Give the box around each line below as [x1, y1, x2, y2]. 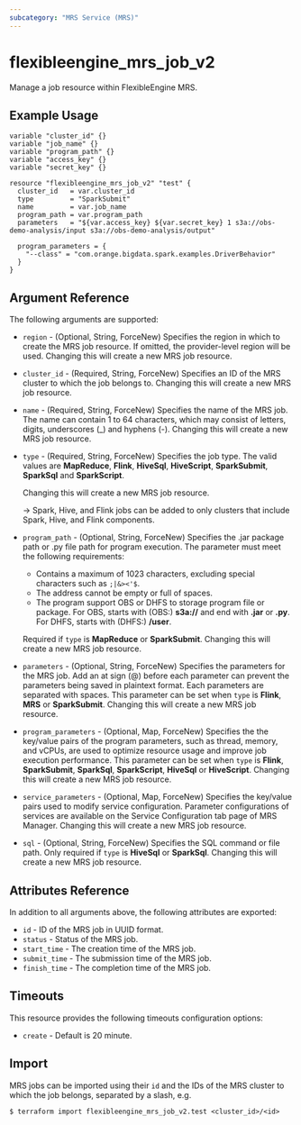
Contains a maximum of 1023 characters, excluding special [35, 568, 255, 579]
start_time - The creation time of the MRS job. [22, 943, 196, 954]
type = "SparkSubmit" [17, 195, 131, 204]
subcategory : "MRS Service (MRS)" [9, 13, 140, 23]
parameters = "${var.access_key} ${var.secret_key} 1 [17, 218, 232, 228]
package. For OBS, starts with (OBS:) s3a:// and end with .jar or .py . [35, 607, 290, 618]
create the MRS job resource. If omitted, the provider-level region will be [22, 341, 291, 352]
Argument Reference [9, 290, 130, 305]
